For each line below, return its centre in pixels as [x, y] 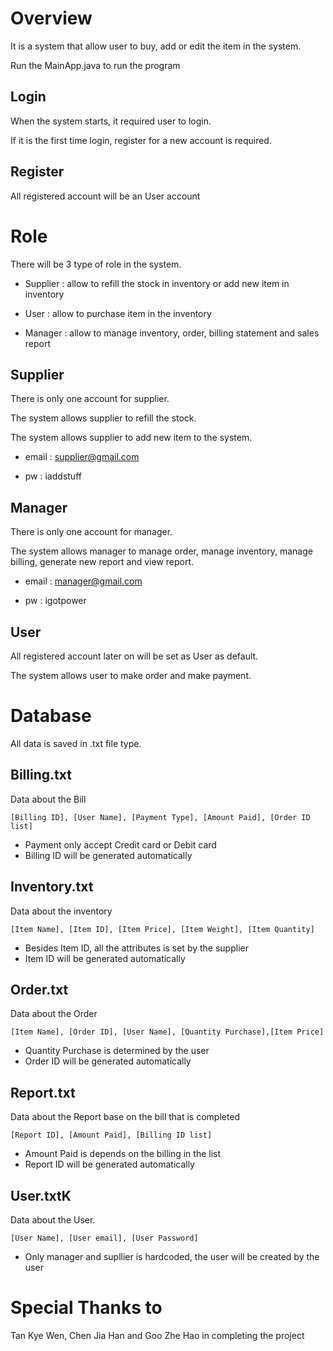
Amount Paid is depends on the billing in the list [123, 1154]
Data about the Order [54, 1014]
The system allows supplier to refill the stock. [103, 418]
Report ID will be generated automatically [109, 1164]
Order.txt [39, 989]
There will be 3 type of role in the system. [96, 264]
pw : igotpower [55, 601]
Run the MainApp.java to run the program [95, 65]
